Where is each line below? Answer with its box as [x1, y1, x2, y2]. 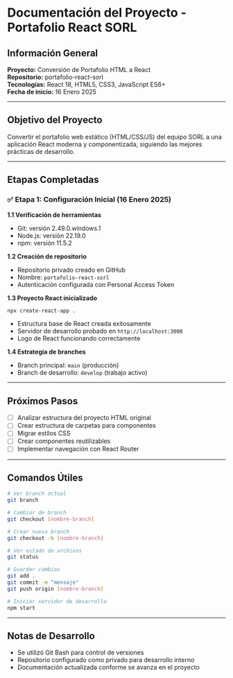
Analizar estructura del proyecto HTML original [17, 414, 151, 422]
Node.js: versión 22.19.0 [17, 231, 87, 240]
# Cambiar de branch [7, 510, 67, 516]
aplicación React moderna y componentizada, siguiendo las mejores [7, 140, 202, 148]
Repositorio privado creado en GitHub [17, 266, 126, 274]
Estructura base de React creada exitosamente [17, 320, 151, 328]
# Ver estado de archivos [7, 547, 82, 554]
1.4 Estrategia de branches [7, 348, 86, 356]
